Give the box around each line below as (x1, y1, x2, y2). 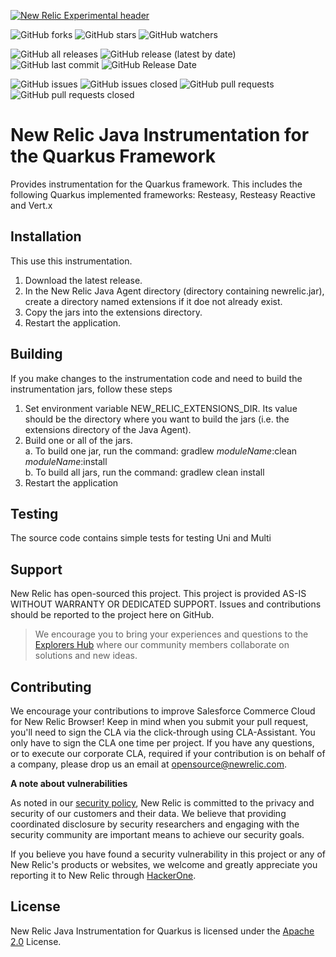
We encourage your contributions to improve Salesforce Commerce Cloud (10, 705, 316, 717)
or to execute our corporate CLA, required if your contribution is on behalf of (10, 748, 326, 759)
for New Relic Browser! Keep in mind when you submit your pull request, (10, 716, 309, 727)
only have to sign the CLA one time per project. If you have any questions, (10, 737, 315, 749)
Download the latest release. (24, 274, 143, 286)
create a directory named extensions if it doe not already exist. (24, 295, 283, 307)
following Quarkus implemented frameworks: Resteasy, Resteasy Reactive (10, 188, 316, 200)
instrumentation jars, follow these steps (10, 383, 173, 395)
